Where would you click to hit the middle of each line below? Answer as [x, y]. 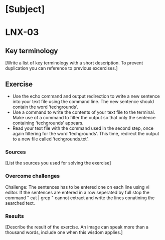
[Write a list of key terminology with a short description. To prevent [74, 63]
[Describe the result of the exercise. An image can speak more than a [77, 227]
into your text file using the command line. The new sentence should [83, 101]
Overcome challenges [33, 176]
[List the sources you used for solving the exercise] [58, 163]
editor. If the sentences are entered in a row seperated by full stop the [77, 192]
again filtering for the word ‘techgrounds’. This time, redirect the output [86, 134]
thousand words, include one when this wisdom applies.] [64, 232]
